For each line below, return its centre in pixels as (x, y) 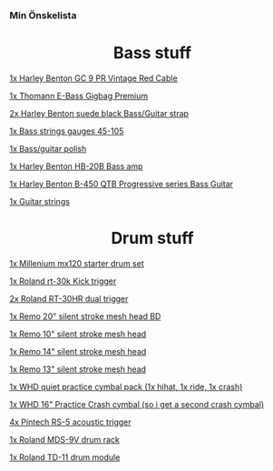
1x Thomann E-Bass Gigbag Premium (79, 95)
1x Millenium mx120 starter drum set (77, 263)
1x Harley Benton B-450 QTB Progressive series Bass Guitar (122, 184)
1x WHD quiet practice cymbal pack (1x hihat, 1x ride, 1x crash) (126, 386)
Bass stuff (152, 53)
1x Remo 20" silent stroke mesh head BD (85, 316)
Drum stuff (152, 239)
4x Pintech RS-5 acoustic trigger (70, 422)
